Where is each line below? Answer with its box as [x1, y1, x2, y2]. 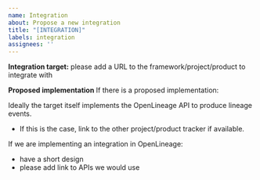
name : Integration [8, 11, 68, 20]
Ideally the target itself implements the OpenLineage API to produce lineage [8, 101, 253, 110]
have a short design [19, 154, 84, 164]
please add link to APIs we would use [19, 163, 140, 172]
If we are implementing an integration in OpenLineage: [8, 139, 183, 149]
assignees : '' [8, 41, 55, 49]
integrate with [8, 70, 53, 80]
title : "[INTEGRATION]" [8, 26, 86, 34]
